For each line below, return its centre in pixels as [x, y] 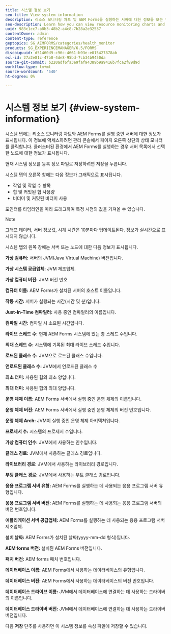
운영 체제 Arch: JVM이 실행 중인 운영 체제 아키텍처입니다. [63, 420]
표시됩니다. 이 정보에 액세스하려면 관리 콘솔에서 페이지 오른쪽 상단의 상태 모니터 [84, 140]
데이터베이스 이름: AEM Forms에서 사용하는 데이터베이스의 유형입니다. [75, 570]
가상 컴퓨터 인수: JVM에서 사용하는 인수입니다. [51, 442]
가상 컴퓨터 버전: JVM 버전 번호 [36, 279]
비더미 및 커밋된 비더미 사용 [40, 198]
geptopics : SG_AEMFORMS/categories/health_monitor [60, 43]
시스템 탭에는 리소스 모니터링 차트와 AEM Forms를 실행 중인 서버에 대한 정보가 [83, 134]
